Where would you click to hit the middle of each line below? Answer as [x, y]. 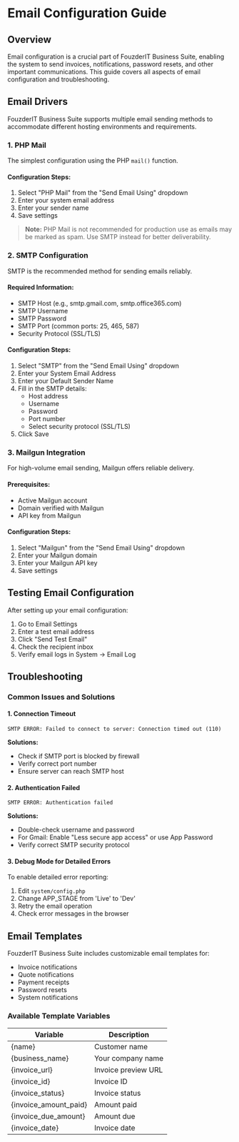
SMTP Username [43, 310]
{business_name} [40, 1058]
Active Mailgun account [52, 500]
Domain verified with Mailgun [61, 507]
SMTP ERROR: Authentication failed [60, 803]
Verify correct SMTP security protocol [73, 845]
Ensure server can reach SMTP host [71, 772]
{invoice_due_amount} [48, 1116]
